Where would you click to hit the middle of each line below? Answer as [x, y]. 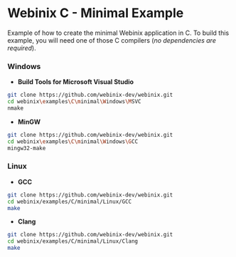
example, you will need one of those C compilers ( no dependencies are [112, 40]
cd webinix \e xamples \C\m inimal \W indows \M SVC [74, 102]
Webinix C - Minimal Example [96, 13]
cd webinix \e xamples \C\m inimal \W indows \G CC [73, 141]
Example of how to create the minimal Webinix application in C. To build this [118, 33]
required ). [22, 48]
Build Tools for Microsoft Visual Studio [75, 82]
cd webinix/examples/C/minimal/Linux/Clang [73, 241]
